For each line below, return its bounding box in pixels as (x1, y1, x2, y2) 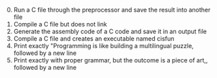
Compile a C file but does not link (13, 20, 107, 28)
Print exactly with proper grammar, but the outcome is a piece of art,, (13, 56, 208, 64)
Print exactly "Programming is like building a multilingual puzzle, (13, 42, 194, 50)
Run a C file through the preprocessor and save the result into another (13, 6, 211, 14)
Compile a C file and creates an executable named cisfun (13, 35, 175, 43)
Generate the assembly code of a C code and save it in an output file (13, 27, 207, 35)
